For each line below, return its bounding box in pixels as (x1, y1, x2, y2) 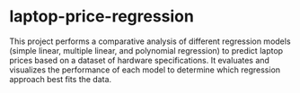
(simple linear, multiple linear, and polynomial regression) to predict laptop (9, 45, 284, 55)
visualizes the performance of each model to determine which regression (9, 64, 281, 75)
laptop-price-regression (9, 6, 195, 27)
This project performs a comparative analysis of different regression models (9, 36, 291, 46)
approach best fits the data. (9, 73, 112, 84)
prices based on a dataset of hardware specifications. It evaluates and (9, 55, 269, 65)
